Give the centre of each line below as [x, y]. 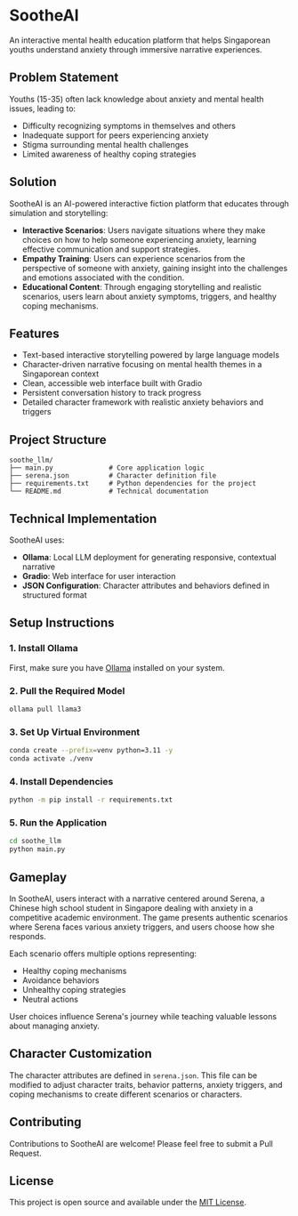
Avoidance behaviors [60, 980]
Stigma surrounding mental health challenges [105, 144]
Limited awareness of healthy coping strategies [109, 154]
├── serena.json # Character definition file [113, 476]
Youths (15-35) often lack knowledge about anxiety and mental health [137, 99]
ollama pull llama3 [45, 709]
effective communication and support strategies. [111, 249]
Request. [25, 1153]
